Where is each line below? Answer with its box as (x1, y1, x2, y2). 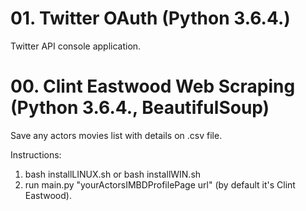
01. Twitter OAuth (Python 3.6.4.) (10, 7, 291, 30)
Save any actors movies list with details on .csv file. (10, 129, 223, 141)
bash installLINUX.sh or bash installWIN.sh (24, 168, 202, 180)
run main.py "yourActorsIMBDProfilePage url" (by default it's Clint (24, 178, 296, 191)
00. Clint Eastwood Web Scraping (10, 75, 296, 98)
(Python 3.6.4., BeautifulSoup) (10, 97, 270, 119)
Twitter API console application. (10, 40, 142, 52)
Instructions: (10, 148, 62, 161)
